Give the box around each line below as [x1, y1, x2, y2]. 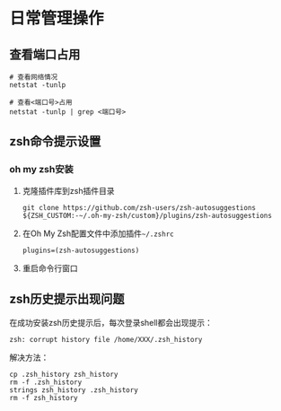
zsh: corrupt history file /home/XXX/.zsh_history [9, 335, 203, 344]
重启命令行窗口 [22, 262, 78, 274]
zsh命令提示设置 [9, 134, 101, 149]
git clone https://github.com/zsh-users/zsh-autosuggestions [22, 203, 257, 212]
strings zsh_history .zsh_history [9, 385, 139, 395]
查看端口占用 [9, 47, 81, 62]
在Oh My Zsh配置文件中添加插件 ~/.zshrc [22, 228, 174, 239]
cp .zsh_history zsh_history [9, 370, 119, 379]
